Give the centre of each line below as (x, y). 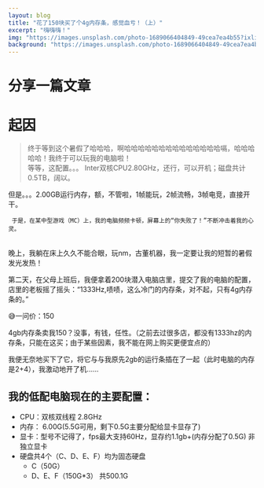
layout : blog (29, 15)
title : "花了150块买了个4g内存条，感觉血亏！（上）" (86, 23)
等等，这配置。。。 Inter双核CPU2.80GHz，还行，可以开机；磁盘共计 (136, 168)
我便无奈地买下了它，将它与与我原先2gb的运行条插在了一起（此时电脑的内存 (132, 360)
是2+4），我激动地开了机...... (54, 369)
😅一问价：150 (31, 316)
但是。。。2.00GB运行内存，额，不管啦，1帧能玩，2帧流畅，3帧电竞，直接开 (129, 194)
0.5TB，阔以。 (51, 178)
